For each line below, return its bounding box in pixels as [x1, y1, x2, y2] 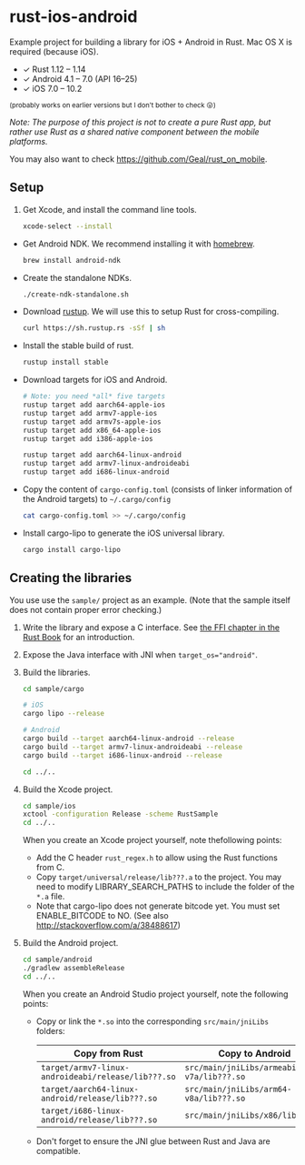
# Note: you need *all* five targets [22, 392, 166, 401]
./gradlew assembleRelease [22, 964, 125, 973]
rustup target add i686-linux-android [22, 467, 170, 477]
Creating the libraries [9, 570, 133, 586]
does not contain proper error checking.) [9, 604, 162, 615]
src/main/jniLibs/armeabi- [184, 1062, 301, 1072]
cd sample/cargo [22, 684, 84, 693]
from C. [35, 862, 65, 873]
